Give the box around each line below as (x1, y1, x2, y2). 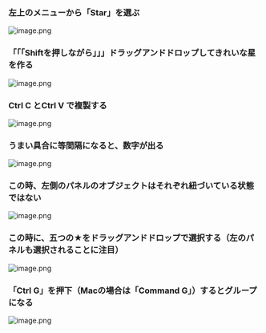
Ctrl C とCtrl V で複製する (8, 99, 107, 111)
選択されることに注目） (33, 245, 124, 256)
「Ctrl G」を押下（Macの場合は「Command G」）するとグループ (8, 285, 258, 296)
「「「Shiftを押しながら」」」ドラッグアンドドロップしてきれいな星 (8, 47, 256, 59)
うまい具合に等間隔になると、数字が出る (8, 140, 164, 151)
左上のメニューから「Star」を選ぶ (8, 6, 140, 18)
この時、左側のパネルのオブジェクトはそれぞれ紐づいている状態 (8, 181, 255, 192)
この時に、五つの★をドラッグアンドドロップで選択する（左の (8, 233, 247, 244)
